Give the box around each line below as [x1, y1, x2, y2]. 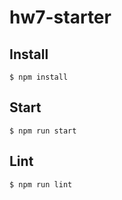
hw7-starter [9, 6, 112, 29]
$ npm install [9, 72, 69, 82]
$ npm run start [9, 126, 77, 136]
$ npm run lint [9, 179, 73, 190]
